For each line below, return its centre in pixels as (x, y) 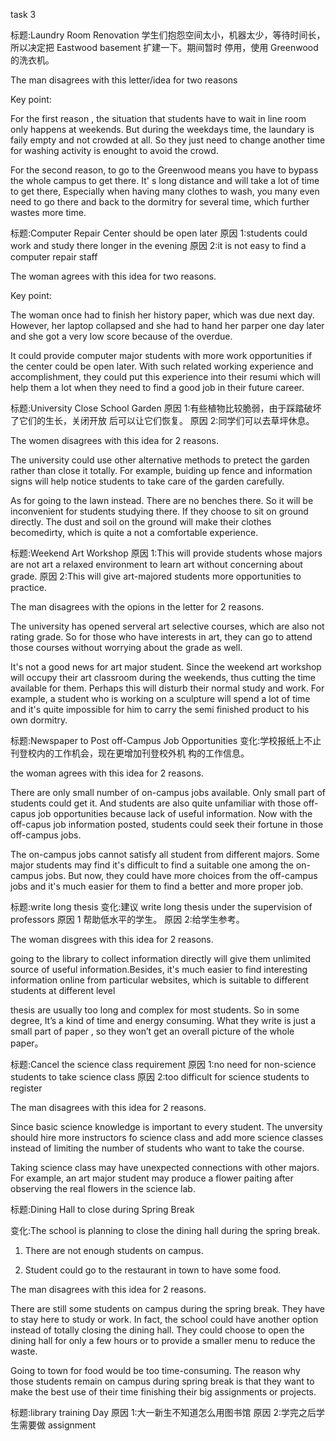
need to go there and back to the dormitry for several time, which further (160, 202)
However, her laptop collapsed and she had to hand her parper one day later (167, 325)
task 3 (23, 14)
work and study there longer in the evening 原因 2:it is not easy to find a (158, 245)
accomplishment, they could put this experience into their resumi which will (165, 377)
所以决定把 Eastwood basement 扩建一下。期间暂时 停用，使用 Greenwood (164, 47)
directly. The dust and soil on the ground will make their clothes (141, 522)
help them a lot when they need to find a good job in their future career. (157, 387)
